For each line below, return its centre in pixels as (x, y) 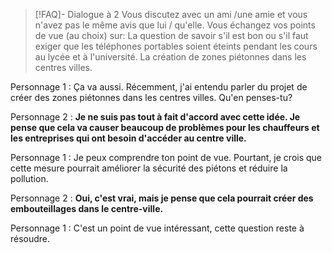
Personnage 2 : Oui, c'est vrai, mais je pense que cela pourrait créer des (162, 198)
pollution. (29, 178)
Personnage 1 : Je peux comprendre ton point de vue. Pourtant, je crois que (166, 157)
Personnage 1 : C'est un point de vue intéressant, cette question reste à (157, 228)
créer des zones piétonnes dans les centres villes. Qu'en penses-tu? (151, 97)
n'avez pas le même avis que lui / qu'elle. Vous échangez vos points (175, 25)
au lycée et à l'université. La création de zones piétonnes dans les (170, 57)
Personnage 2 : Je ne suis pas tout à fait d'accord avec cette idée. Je (155, 117)
